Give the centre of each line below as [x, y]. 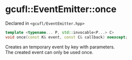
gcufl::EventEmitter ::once [61, 9]
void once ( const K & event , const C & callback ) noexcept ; [67, 37]
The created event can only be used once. [49, 52]
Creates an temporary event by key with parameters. [60, 47]
